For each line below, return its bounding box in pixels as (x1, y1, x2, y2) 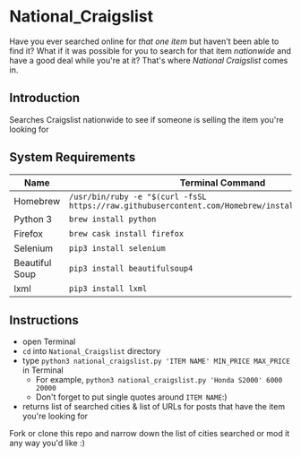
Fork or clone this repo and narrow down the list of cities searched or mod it (9, 428, 290, 439)
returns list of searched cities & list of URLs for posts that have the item (21, 401, 285, 412)
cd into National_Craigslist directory (21, 346, 161, 357)
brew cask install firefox (68, 228, 185, 238)
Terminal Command (179, 177, 266, 189)
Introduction (9, 91, 81, 106)
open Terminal (21, 336, 76, 347)
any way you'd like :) (9, 437, 85, 449)
